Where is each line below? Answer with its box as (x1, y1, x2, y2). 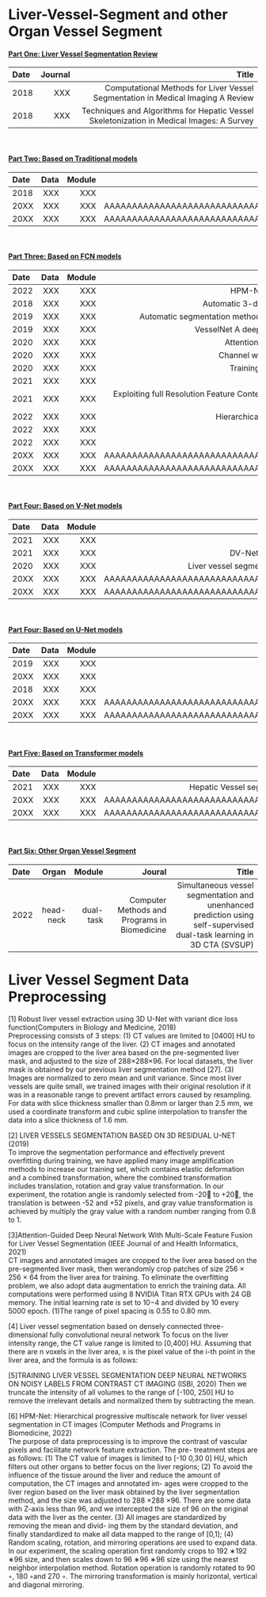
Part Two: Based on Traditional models (8, 153, 138, 163)
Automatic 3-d (202, 298, 259, 309)
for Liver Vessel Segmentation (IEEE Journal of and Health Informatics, (8, 1238, 239, 1248)
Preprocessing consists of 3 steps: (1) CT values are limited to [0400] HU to (8, 1031, 256, 1040)
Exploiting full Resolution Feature (113, 388, 235, 399)
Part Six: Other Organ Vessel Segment (8, 846, 137, 855)
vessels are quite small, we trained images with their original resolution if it (8, 1081, 252, 1091)
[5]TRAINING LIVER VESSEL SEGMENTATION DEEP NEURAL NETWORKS (8, 1370, 247, 1380)
